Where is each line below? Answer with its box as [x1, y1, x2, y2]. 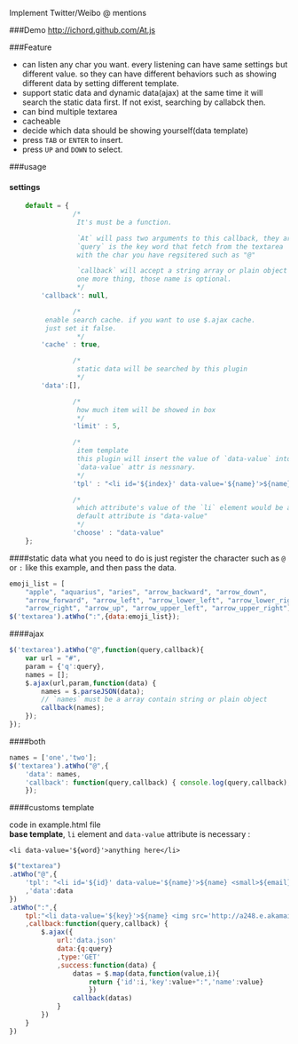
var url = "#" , [25, 654, 82, 663]
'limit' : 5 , [72, 422, 122, 431]
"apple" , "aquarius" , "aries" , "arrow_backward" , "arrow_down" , [25, 587, 268, 596]
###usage [9, 162, 47, 171]
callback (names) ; [41, 704, 105, 713]
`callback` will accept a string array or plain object [76, 267, 288, 275]
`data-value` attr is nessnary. [76, 462, 197, 472]
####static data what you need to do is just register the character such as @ [9, 553, 286, 563]
